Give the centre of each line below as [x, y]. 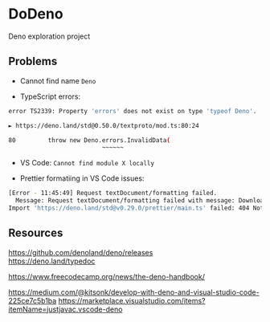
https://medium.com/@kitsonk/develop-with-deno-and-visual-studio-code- [134, 292]
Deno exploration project [49, 36]
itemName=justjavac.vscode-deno [65, 309]
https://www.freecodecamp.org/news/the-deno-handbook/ [106, 276]
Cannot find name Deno [58, 80]
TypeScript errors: [50, 96]
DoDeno [36, 14]
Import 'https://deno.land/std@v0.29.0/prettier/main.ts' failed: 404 [129, 208]
